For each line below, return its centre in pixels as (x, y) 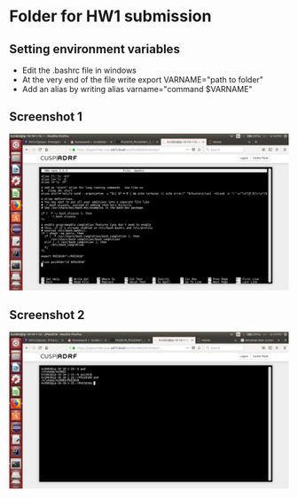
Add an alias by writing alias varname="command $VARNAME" (137, 89)
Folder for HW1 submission (110, 16)
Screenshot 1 (46, 117)
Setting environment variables (94, 49)
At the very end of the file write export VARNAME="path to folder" (143, 80)
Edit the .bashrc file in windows (79, 70)
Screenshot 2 (47, 315)
